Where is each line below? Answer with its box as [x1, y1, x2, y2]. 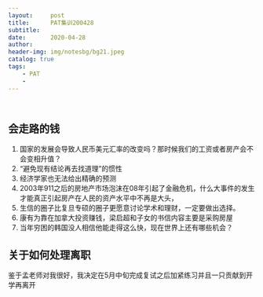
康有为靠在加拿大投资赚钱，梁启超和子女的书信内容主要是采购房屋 [19, 213, 233, 222]
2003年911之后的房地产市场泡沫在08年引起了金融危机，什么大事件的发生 [19, 184, 255, 193]
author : [8, 41, 34, 49]
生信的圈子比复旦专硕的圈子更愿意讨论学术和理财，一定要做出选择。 [19, 203, 240, 213]
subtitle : [8, 26, 41, 34]
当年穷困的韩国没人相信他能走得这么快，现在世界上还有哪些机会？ [19, 223, 233, 233]
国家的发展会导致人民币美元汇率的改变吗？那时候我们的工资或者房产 [19, 145, 240, 154]
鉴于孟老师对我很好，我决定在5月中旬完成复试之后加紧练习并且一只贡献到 [8, 270, 247, 280]
